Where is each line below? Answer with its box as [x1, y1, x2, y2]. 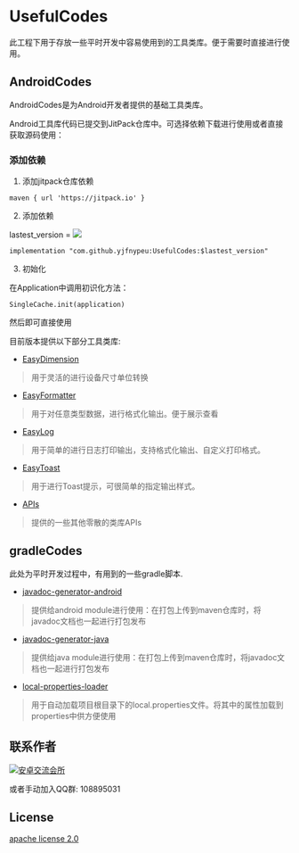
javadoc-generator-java [21, 634, 109, 644]
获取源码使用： [9, 129, 64, 140]
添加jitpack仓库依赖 [21, 176, 94, 186]
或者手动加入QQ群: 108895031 [9, 783, 121, 794]
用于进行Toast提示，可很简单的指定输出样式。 [30, 481, 200, 492]
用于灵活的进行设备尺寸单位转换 [30, 372, 149, 383]
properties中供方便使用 [30, 710, 117, 721]
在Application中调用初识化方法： [9, 283, 129, 294]
